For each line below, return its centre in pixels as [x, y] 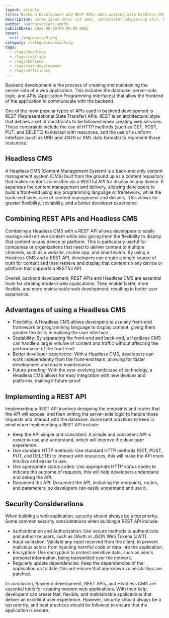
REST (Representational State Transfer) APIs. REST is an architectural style [82, 116]
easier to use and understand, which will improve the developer [78, 440]
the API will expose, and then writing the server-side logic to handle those [82, 414]
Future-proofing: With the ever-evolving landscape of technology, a [82, 370]
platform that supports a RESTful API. [44, 268]
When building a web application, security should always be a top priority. [82, 516]
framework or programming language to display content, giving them [84, 327]
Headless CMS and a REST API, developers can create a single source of [81, 258]
